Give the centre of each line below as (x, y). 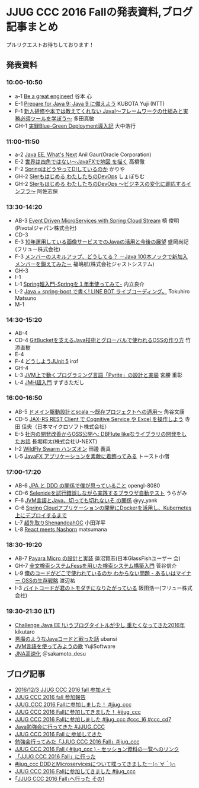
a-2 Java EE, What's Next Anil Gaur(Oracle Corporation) (83, 154)
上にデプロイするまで (41, 515)
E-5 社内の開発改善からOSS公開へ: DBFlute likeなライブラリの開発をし (101, 433)
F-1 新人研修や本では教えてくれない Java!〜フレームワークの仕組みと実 (101, 111)
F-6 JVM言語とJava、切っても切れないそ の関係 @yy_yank (86, 501)
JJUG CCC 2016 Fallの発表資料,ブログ (99, 12)
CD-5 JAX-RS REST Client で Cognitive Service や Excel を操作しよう (99, 419)
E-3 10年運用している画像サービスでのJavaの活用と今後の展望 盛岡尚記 (102, 242)
